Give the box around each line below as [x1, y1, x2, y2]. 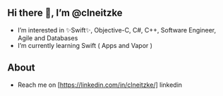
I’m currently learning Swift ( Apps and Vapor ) [17, 41, 153, 49]
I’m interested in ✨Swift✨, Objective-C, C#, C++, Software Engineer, [17, 25, 217, 34]
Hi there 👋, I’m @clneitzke [7, 7, 123, 19]
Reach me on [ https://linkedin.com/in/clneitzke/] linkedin [17, 80, 182, 89]
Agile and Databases [17, 33, 78, 42]
